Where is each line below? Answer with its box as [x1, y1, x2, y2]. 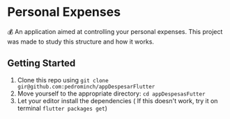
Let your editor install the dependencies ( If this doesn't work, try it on [17, 96, 218, 104]
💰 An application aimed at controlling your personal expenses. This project [7, 27, 223, 35]
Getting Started [7, 57, 76, 69]
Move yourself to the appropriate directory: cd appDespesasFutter [17, 89, 206, 98]
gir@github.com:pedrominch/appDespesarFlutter [17, 83, 155, 90]
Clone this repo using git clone [17, 75, 109, 84]
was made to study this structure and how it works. [7, 37, 155, 46]
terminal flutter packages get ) [17, 104, 108, 112]
